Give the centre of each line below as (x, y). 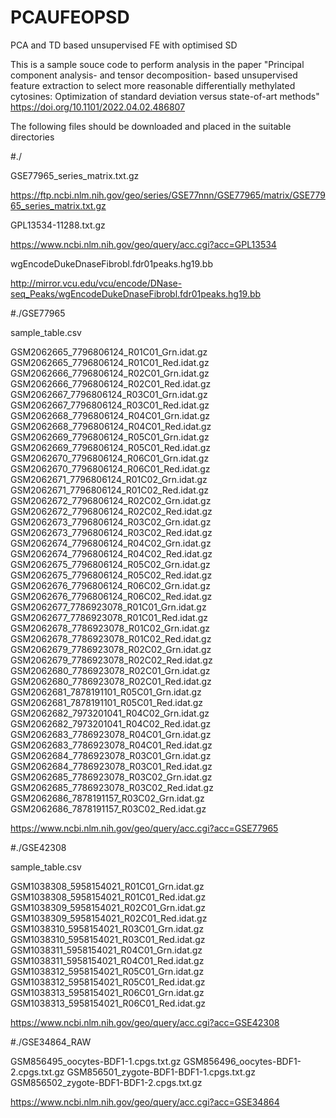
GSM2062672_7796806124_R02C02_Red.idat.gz (111, 511)
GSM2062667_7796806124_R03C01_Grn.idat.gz (109, 394)
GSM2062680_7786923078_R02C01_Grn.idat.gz (110, 670)
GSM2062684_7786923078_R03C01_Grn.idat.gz (111, 755)
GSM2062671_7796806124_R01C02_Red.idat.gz (110, 490)
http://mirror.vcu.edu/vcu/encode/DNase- (96, 283)
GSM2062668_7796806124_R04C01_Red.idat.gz (111, 426)
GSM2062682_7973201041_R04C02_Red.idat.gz (111, 723)
